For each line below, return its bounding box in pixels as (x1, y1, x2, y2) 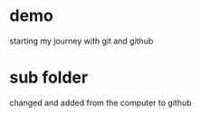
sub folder (9, 67, 89, 88)
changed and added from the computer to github (9, 97, 192, 108)
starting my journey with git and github (9, 35, 154, 46)
